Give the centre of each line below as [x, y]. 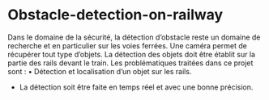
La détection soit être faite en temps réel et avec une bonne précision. [136, 87]
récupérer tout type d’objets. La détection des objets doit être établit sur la [132, 54]
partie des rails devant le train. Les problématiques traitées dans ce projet [130, 63]
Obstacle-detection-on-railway [115, 15]
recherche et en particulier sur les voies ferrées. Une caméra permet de [128, 45]
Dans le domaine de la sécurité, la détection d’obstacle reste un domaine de [134, 37]
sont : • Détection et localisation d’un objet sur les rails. [100, 71]
